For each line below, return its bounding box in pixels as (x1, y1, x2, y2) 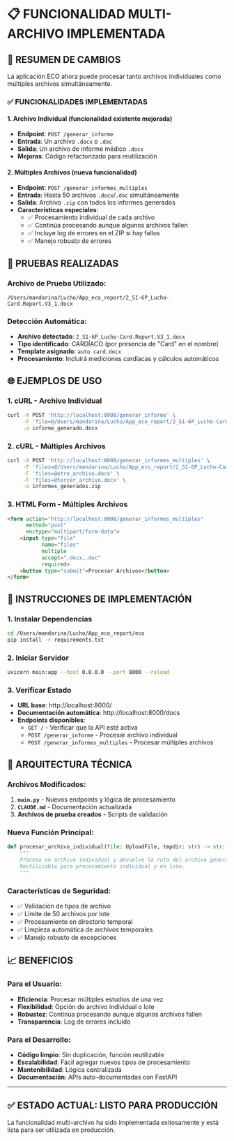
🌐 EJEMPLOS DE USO (7, 375, 102, 387)
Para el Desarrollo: (7, 1035, 71, 1045)
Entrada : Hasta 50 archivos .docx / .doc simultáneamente (17, 191, 180, 200)
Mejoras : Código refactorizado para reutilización (17, 152, 158, 161)
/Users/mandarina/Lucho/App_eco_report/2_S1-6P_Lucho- (7, 295, 170, 302)
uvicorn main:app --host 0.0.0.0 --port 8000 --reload (7, 669, 170, 676)
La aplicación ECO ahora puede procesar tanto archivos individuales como (7, 72, 221, 80)
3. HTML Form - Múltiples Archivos (7, 499, 128, 509)
